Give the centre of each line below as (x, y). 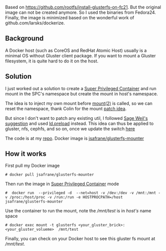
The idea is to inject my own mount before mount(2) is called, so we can (79, 103)
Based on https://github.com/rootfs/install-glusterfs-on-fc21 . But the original (83, 7)
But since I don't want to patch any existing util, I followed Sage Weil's (77, 118)
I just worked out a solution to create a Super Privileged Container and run (81, 88)
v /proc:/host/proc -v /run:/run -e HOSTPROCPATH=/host (64, 198)
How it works (26, 154)
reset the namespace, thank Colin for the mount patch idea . (66, 108)
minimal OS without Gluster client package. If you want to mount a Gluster (81, 55)
